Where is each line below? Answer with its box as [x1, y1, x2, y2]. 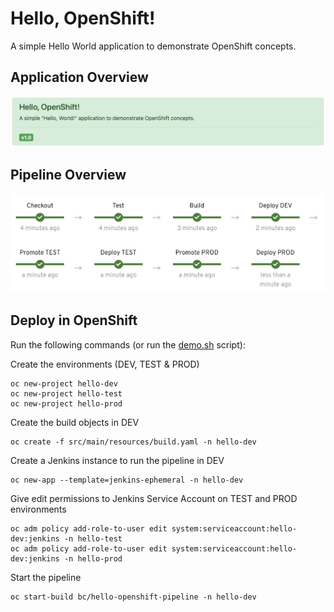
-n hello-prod [63, 553, 123, 564]
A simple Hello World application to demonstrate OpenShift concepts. [10, 40, 297, 52]
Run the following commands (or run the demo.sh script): [10, 338, 246, 351]
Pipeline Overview [10, 167, 127, 184]
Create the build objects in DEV [10, 416, 140, 428]
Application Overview [10, 69, 149, 86]
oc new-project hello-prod [10, 398, 123, 409]
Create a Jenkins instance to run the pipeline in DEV [10, 454, 225, 466]
